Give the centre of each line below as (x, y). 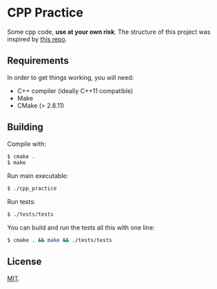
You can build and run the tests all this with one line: (81, 228)
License (24, 262)
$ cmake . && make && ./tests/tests (60, 240)
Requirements (38, 61)
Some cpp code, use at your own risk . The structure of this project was (109, 32)
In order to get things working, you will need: (71, 77)
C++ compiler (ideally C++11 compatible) (75, 90)
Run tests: (21, 202)
